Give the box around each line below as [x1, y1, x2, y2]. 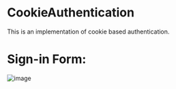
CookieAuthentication [7, 5, 135, 21]
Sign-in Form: [7, 51, 87, 67]
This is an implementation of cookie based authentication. [7, 27, 170, 36]
